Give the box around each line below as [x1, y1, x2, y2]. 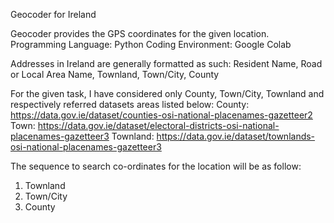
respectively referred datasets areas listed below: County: [10, 99, 250, 110]
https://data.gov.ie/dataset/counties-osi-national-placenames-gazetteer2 [10, 109, 313, 121]
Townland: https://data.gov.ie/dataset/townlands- [111, 130, 316, 142]
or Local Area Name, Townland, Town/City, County [10, 69, 220, 80]
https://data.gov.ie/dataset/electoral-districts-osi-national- [37, 120, 280, 131]
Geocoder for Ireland [10, 9, 97, 20]
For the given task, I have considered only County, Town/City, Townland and [10, 88, 325, 99]
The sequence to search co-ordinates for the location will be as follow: [10, 160, 302, 172]
